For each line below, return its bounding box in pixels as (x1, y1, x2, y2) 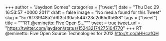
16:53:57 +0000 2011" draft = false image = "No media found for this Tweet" (5, 9, 162, 15)
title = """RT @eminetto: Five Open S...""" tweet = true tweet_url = (5, 20, 141, 26)
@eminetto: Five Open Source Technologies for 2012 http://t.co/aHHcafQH (5, 31, 159, 36)
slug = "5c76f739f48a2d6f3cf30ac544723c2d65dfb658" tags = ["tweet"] (5, 15, 158, 20)
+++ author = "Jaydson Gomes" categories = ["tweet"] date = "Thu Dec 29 (5, 4, 160, 10)
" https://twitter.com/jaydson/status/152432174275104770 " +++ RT (5, 25, 142, 31)
